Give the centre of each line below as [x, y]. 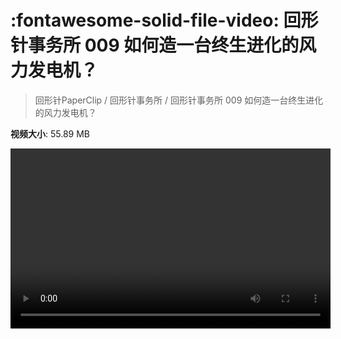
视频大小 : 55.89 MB [50, 133]
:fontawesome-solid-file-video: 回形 [164, 20]
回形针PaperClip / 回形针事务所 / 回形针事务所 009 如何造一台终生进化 [179, 100]
